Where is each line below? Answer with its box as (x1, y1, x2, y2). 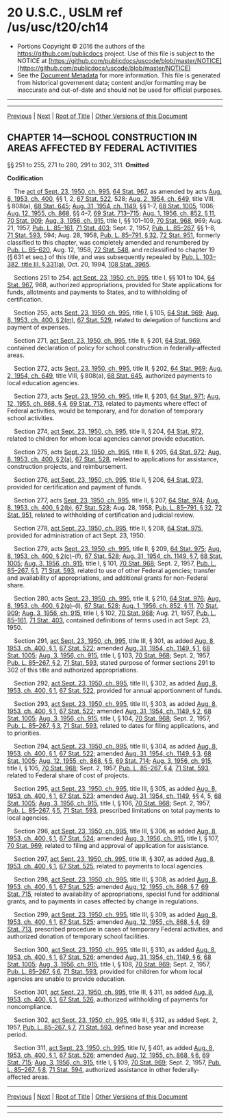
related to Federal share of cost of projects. (7, 771, 129, 779)
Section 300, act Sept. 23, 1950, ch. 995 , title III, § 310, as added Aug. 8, (13, 945, 216, 953)
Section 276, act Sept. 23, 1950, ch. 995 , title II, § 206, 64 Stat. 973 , (13, 475, 203, 484)
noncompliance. (7, 1002, 53, 1010)
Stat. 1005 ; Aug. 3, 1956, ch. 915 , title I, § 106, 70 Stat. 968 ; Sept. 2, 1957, (7, 799, 211, 807)
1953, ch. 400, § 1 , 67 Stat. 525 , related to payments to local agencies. (7, 862, 204, 870)
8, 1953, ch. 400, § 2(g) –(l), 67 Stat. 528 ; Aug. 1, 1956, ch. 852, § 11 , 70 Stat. (7, 601, 219, 609)
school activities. (7, 413, 55, 422)
